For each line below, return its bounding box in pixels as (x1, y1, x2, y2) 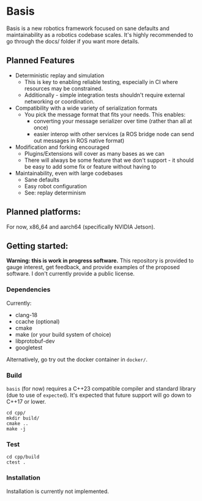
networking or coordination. (24, 98, 95, 105)
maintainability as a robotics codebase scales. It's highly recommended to (6, 31, 193, 38)
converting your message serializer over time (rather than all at (33, 117, 192, 124)
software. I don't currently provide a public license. (6, 270, 135, 277)
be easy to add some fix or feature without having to (24, 163, 157, 170)
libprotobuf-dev (15, 337, 55, 345)
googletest (15, 343, 43, 351)
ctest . (6, 459, 26, 465)
